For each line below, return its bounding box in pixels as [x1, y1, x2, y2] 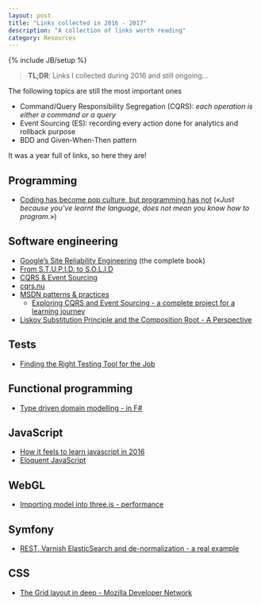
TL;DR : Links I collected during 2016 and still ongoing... [27, 71, 209, 80]
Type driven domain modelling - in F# [19, 403, 143, 413]
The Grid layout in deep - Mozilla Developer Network [19, 588, 193, 597]
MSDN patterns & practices [19, 289, 109, 299]
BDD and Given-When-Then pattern [19, 136, 137, 145]
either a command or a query [19, 110, 117, 120]
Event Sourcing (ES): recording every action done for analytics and [19, 118, 239, 128]
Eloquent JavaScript [19, 456, 86, 465]
